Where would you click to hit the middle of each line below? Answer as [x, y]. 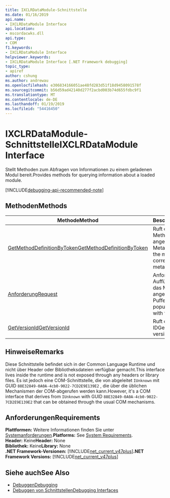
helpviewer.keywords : [28, 57]
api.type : [16, 39]
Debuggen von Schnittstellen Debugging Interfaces [65, 490]
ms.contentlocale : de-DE [31, 99]
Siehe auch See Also [37, 472]
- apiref [14, 71]
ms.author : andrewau [27, 81]
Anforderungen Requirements [53, 418]
